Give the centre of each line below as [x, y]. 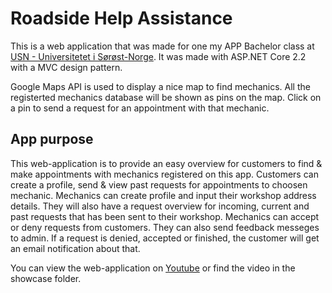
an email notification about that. [75, 248]
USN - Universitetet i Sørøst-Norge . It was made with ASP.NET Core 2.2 [158, 56]
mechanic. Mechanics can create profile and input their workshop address [163, 195]
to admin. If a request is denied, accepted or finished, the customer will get [165, 238]
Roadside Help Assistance [121, 18]
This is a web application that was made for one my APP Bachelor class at [162, 46]
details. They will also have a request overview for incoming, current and [160, 206]
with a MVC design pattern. [66, 67]
